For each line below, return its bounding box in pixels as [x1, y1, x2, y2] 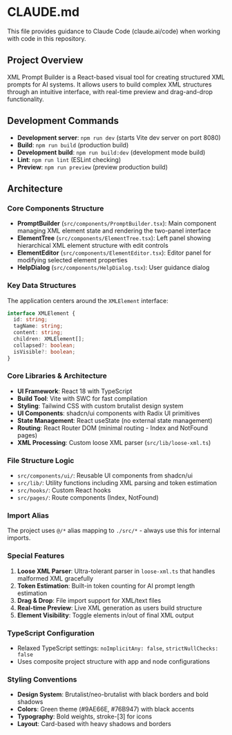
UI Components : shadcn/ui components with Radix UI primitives [17, 409, 200, 417]
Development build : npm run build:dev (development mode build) [17, 148, 206, 156]
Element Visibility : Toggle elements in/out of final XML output [17, 610, 195, 619]
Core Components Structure [7, 203, 104, 213]
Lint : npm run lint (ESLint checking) [17, 155, 122, 163]
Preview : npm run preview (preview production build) [17, 163, 168, 171]
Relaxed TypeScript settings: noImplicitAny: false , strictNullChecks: [17, 644, 219, 653]
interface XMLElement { [7, 309, 76, 317]
